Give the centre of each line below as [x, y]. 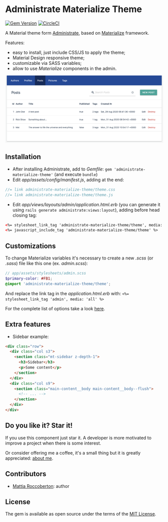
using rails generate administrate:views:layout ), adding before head [86, 210]
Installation [23, 157]
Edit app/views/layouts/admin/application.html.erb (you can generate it [86, 204]
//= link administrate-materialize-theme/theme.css [60, 190]
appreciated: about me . [29, 458]
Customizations [31, 246]
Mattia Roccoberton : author [41, 486]
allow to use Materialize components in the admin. [64, 68]
